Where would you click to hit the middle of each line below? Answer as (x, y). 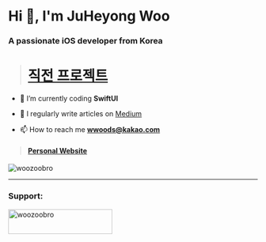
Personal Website (57, 150)
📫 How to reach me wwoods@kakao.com (90, 130)
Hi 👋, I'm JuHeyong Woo (89, 16)
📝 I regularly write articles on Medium (81, 114)
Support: (26, 196)
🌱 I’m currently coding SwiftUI (69, 99)
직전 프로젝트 (68, 76)
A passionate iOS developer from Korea (86, 41)
